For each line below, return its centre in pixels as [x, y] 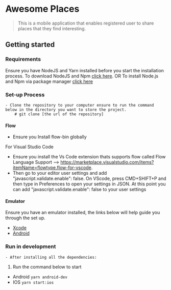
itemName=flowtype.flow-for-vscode [52, 168]
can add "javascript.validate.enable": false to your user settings [79, 190]
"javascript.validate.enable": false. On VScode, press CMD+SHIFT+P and [90, 179]
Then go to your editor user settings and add [60, 173]
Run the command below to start [47, 266]
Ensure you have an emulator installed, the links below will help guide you [83, 213]
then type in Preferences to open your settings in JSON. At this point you [89, 184]
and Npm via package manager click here [49, 81]
